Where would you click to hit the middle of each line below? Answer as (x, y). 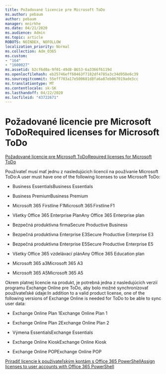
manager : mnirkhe (23, 24)
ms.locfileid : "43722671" (32, 97)
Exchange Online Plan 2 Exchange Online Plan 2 (61, 323)
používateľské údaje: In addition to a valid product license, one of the (75, 293)
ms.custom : (16, 56)
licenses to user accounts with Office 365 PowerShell (60, 367)
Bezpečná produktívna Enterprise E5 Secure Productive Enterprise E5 (83, 244)
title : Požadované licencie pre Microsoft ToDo (55, 10)
